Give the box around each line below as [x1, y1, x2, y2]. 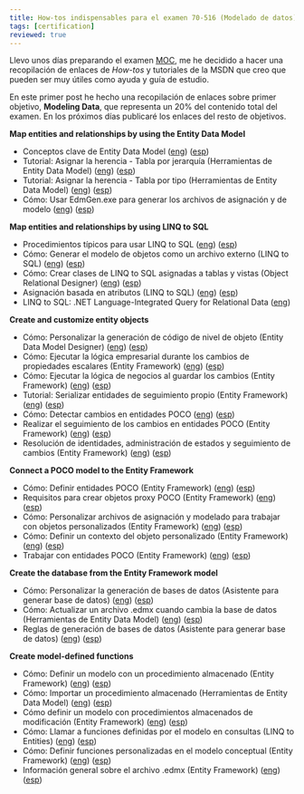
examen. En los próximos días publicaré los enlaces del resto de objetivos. [9, 111, 287, 122]
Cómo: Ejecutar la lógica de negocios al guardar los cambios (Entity [22, 371, 276, 382]
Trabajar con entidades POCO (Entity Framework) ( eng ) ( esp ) [22, 550, 252, 561]
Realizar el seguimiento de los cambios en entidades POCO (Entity [22, 419, 271, 430]
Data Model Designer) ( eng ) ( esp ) [22, 342, 148, 353]
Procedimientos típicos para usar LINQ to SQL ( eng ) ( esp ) [22, 239, 238, 250]
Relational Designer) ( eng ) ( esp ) [22, 277, 142, 288]
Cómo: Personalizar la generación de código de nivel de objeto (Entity [22, 332, 284, 343]
